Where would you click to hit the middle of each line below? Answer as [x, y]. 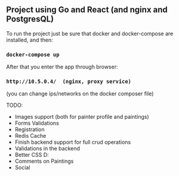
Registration [30, 129]
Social [22, 168]
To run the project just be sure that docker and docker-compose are [90, 33]
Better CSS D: [32, 155]
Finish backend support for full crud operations [73, 142]
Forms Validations [37, 123]
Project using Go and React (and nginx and [87, 10]
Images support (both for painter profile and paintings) [82, 117]
